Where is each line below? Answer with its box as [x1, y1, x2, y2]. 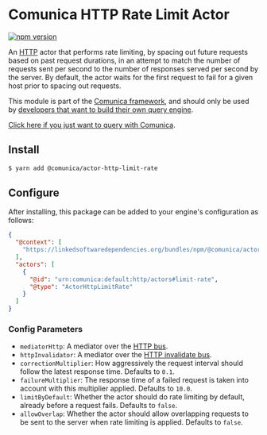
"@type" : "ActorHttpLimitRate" [29, 283, 133, 291]
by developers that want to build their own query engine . [8, 105, 194, 114]
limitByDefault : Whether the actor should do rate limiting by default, [19, 392, 245, 402]
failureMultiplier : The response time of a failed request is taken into [19, 375, 249, 385]
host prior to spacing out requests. [8, 81, 122, 90]
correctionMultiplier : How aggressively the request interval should [19, 359, 244, 368]
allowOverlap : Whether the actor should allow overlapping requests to [19, 409, 249, 418]
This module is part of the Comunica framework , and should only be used [8, 96, 250, 106]
